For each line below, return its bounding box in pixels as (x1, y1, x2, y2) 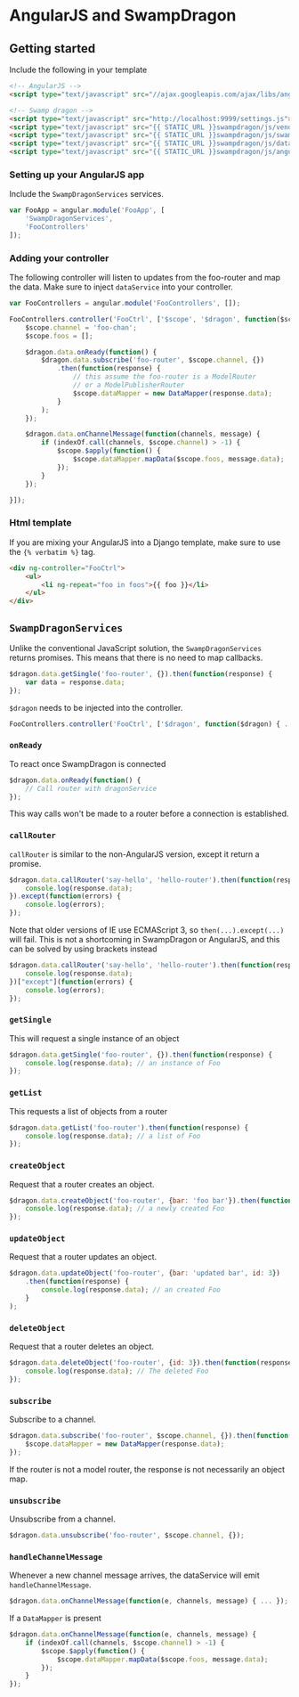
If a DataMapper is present (9, 1613, 102, 1624)
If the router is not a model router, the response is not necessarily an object (9, 1464, 286, 1474)
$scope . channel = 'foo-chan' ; (25, 322, 138, 332)
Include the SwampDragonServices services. (9, 189, 165, 200)
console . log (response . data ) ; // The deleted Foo (25, 1367, 209, 1376)
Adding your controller (9, 251, 109, 264)
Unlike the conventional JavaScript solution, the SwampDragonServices (9, 642, 263, 653)
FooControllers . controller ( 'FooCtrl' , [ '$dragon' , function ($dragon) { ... (9, 719, 296, 729)
